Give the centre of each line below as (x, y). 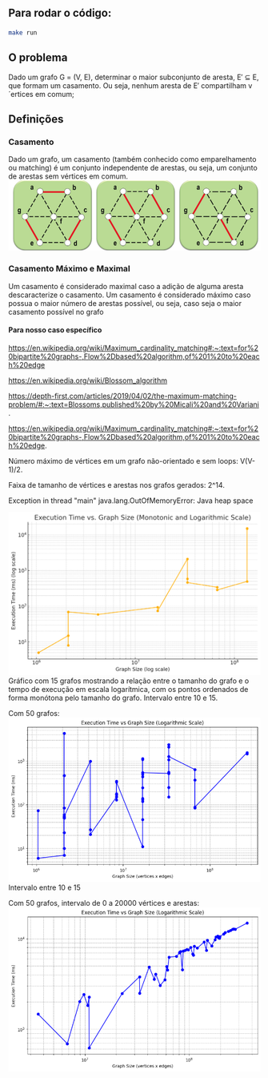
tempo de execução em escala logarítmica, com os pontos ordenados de (128, 690)
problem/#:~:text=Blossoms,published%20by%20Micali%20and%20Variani (134, 404)
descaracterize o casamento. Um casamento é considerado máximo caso (130, 295)
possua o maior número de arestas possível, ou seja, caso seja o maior (125, 303)
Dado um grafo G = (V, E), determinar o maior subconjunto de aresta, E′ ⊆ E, (134, 77)
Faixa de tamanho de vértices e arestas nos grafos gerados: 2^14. (117, 485)
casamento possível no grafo (56, 312)
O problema (38, 58)
